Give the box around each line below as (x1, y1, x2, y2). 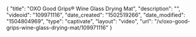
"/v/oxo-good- (154, 18, 191, 24)
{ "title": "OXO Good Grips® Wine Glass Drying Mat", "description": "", (6, 5, 181, 12)
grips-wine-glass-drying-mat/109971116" (6, 24, 109, 31)
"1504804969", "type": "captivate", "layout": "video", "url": (6, 18, 154, 24)
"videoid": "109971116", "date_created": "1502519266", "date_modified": (6, 11, 186, 18)
